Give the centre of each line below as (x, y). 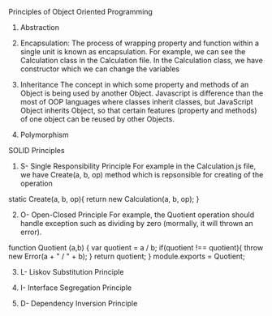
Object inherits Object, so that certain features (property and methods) (138, 110)
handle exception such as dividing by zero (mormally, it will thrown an (136, 223)
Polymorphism (44, 135)
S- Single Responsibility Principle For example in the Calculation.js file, (138, 166)
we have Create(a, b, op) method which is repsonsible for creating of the (142, 175)
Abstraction (39, 27)
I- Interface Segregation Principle (76, 288)
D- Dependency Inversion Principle (79, 303)
